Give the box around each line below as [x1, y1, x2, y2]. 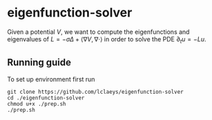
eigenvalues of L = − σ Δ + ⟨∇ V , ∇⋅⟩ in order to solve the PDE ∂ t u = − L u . [7, 34, 206, 45]
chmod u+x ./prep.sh [7, 100, 67, 108]
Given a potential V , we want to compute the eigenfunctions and [7, 28, 190, 36]
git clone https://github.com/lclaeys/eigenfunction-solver [7, 88, 184, 95]
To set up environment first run [7, 74, 95, 83]
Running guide [7, 57, 71, 68]
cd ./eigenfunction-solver [7, 94, 85, 101]
